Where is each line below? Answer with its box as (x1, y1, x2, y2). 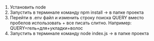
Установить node (9, 4, 46, 10)
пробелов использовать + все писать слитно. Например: (9, 20, 132, 26)
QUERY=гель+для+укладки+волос (9, 25, 83, 31)
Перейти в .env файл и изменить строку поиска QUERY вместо (9, 15, 144, 20)
